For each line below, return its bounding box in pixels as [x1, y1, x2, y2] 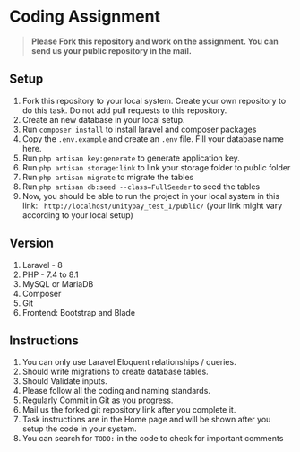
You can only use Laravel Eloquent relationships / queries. [21, 357, 236, 368]
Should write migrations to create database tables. [21, 366, 209, 378]
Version [9, 236, 54, 251]
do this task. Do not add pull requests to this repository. [21, 105, 227, 116]
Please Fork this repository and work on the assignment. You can [30, 36, 279, 47]
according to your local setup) [21, 209, 134, 221]
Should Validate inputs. [21, 376, 107, 387]
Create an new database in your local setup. [21, 114, 185, 125]
